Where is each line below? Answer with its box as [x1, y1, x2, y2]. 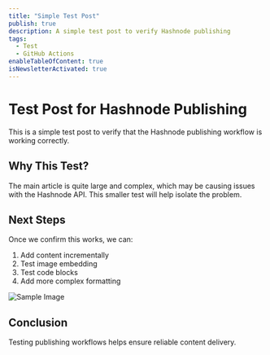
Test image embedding [20, 259, 98, 269]
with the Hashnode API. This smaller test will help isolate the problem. [8, 189, 242, 199]
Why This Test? [8, 160, 89, 173]
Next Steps [8, 213, 66, 226]
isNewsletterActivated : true [8, 65, 107, 73]
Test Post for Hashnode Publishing [8, 99, 248, 118]
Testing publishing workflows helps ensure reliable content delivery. [8, 337, 237, 347]
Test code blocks [20, 268, 79, 278]
